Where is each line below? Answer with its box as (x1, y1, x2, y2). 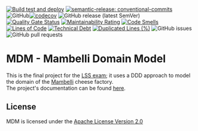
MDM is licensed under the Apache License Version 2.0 (6, 117, 144, 125)
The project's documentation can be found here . (6, 84, 126, 92)
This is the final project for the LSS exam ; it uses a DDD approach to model (6, 72, 191, 79)
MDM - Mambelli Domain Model (6, 52, 166, 66)
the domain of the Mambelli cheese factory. (6, 78, 114, 85)
